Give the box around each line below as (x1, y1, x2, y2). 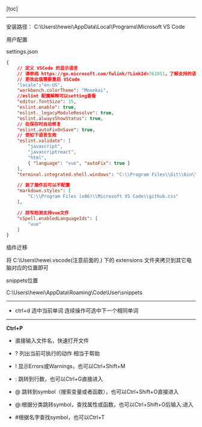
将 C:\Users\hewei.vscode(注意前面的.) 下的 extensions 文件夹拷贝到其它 (6, 257, 186, 264)
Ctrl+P (6, 325, 23, 332)
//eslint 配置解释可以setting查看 (17, 93, 96, 99)
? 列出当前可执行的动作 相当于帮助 (14, 350, 100, 357)
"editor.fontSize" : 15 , (17, 99, 77, 105)
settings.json (6, 48, 38, 55)
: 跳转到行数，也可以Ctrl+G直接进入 (14, 375, 103, 382)
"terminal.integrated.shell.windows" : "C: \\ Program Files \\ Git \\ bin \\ (17, 171, 198, 177)
